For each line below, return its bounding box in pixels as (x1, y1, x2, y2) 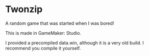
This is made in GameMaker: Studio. (5, 30, 82, 36)
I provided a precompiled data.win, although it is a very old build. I (5, 39, 144, 46)
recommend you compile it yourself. (5, 45, 81, 51)
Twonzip (5, 4, 43, 15)
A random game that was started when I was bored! (5, 20, 114, 26)
